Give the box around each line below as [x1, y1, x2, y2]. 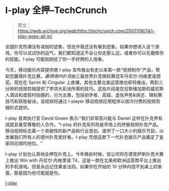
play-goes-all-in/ [17, 33, 53, 39]
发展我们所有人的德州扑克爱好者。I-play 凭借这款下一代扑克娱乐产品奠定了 [5, 134, 159, 140]
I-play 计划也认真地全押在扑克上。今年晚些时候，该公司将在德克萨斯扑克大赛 [5, 151, 164, 157]
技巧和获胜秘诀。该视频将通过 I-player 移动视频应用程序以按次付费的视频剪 [5, 98, 160, 104]
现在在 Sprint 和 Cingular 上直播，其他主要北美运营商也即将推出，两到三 [14, 79, 163, 85]
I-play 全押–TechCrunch [5, 5, 107, 16]
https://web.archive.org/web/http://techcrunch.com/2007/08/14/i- [17, 28, 155, 34]
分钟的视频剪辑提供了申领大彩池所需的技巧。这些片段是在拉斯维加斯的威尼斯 [5, 85, 164, 91]
